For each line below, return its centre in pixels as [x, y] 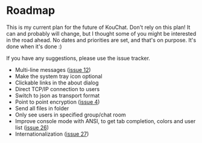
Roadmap [31, 11]
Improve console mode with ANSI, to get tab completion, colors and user [105, 121]
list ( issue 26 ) [32, 127]
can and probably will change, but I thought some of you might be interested [101, 33]
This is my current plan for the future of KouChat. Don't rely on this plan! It [98, 27]
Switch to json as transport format [57, 95]
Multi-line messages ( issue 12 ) [53, 69]
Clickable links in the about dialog [57, 83]
